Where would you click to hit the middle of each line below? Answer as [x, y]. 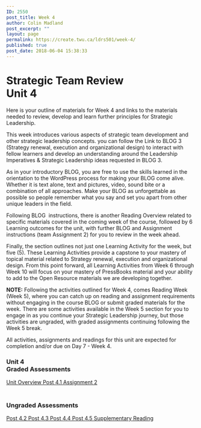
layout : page [23, 34]
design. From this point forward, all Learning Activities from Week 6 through [100, 265]
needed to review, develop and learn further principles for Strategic [90, 116]
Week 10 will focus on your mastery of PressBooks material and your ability [99, 272]
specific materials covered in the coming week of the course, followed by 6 [99, 222]
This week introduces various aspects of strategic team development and [97, 134]
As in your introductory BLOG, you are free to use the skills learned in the [97, 171]
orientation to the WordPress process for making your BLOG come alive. [96, 178]
